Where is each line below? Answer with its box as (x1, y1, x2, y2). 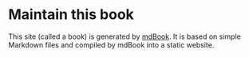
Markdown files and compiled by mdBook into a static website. (8, 40, 215, 49)
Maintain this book (8, 6, 134, 24)
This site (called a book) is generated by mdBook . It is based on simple (8, 32, 241, 41)
